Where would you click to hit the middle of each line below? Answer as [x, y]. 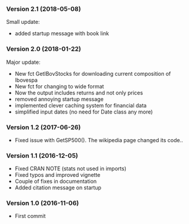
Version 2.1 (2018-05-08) [44, 9]
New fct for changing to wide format [59, 86]
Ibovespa [26, 80]
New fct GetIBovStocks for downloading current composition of [93, 73]
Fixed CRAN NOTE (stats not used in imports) [71, 168]
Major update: [23, 62]
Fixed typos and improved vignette [58, 175]
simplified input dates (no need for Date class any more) [84, 112]
